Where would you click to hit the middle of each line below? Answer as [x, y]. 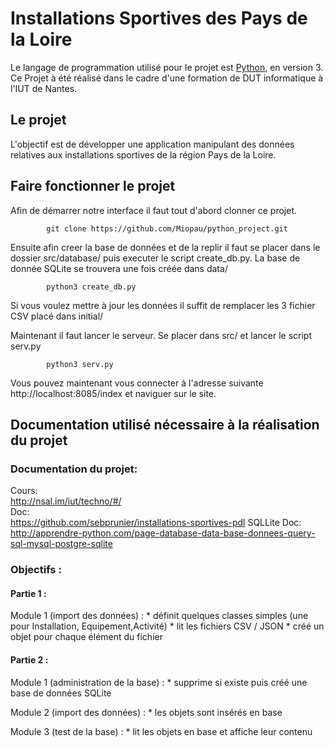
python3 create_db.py [91, 287]
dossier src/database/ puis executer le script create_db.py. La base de [155, 258]
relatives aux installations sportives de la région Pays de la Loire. [143, 154]
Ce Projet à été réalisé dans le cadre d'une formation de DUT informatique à [167, 78]
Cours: [24, 491]
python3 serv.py [80, 364]
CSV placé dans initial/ [57, 316]
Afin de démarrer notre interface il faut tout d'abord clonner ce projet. [154, 210]
